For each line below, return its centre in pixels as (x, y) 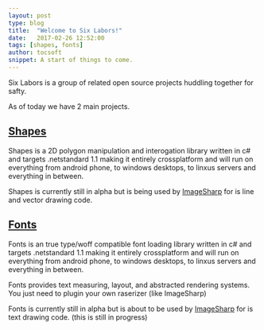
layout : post (30, 16)
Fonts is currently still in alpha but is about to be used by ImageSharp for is (131, 309)
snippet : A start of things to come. (71, 60)
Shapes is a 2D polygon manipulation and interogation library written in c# (130, 150)
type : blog (26, 23)
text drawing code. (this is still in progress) (78, 317)
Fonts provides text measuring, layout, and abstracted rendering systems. (129, 285)
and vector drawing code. (50, 200)
